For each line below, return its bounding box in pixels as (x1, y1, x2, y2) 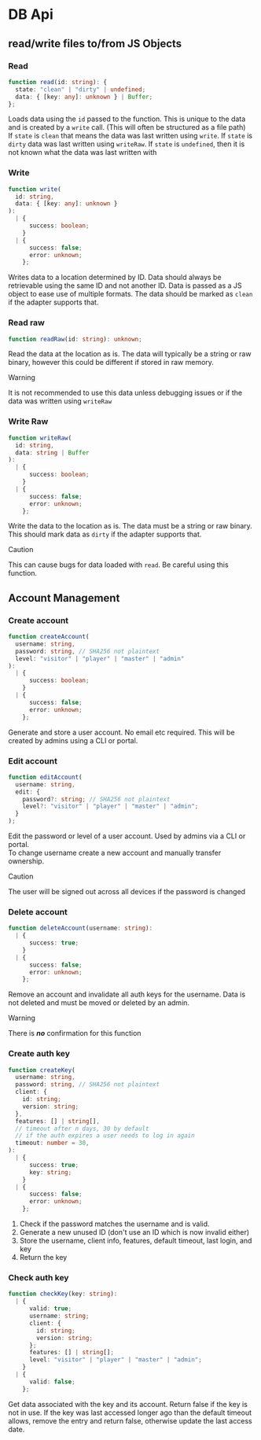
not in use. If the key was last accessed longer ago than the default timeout (8, 1408, 252, 1417)
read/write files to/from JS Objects (8, 37, 182, 50)
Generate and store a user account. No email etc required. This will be (8, 727, 235, 737)
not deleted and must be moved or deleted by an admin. (8, 998, 190, 1007)
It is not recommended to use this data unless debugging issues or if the (8, 388, 243, 398)
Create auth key (8, 1048, 71, 1059)
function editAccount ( (8, 773, 83, 781)
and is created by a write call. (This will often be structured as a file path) (8, 123, 246, 132)
